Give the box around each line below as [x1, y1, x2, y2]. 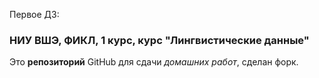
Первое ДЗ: [9, 9, 60, 20]
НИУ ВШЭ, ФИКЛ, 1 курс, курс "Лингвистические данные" [9, 33, 310, 47]
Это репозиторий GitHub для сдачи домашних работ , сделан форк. [9, 56, 299, 68]
